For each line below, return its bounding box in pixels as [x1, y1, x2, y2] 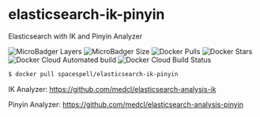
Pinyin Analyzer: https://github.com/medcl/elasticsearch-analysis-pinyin [8, 100, 243, 109]
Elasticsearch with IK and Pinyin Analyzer [8, 31, 143, 41]
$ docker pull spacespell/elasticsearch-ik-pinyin [8, 70, 179, 78]
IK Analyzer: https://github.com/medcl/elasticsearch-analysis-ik [8, 84, 217, 93]
